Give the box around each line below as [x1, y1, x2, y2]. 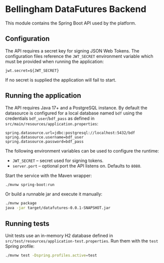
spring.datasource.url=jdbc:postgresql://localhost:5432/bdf [5, 130, 135, 135]
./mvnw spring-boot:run [5, 182, 55, 187]
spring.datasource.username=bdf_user [5, 134, 84, 139]
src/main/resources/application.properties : [5, 120, 98, 126]
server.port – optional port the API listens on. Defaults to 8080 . [12, 162, 141, 168]
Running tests [5, 219, 50, 228]
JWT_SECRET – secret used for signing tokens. [12, 157, 104, 163]
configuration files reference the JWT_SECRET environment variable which [5, 53, 153, 59]
